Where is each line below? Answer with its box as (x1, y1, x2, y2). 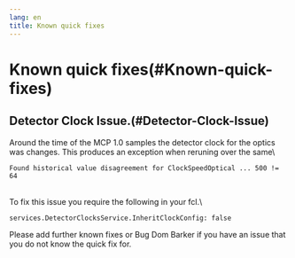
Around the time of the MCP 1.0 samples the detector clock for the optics (9, 137, 276, 147)
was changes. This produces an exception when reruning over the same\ (9, 146, 276, 157)
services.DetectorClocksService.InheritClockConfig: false (9, 214, 232, 223)
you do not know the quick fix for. (9, 238, 132, 249)
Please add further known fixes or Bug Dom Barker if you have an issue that (9, 229, 286, 239)
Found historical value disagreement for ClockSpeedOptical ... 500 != (9, 163, 279, 173)
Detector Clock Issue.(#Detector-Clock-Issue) (9, 113, 269, 129)
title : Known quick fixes (9, 21, 105, 30)
